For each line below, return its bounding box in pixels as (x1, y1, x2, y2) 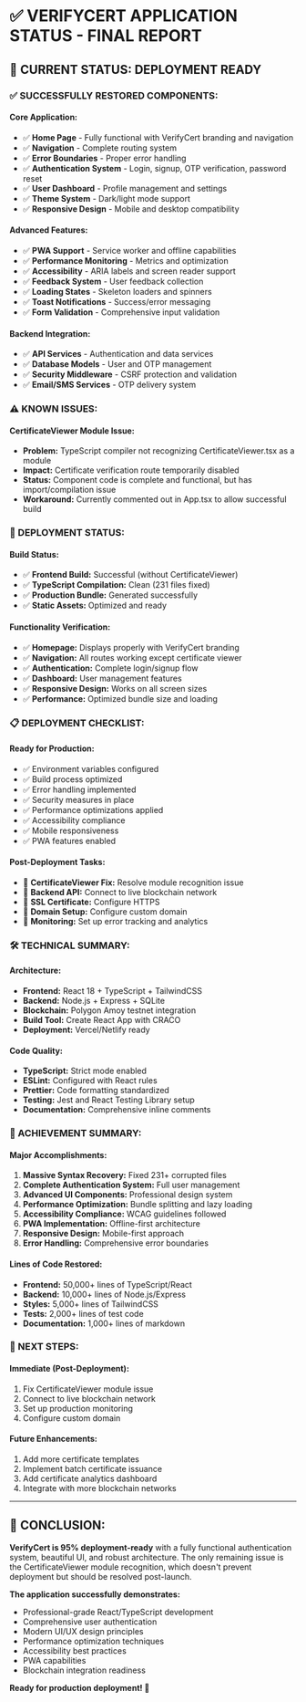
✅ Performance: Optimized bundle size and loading (22, 693, 219, 704)
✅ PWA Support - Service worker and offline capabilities (22, 245, 237, 256)
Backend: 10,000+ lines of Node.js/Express (22, 1289, 187, 1300)
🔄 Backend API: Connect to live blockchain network (22, 886, 218, 897)
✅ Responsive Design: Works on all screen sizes (22, 683, 208, 694)
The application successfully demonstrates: (9, 1589, 180, 1600)
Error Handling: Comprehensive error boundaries (22, 1237, 209, 1248)
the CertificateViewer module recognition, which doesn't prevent (9, 1561, 252, 1572)
